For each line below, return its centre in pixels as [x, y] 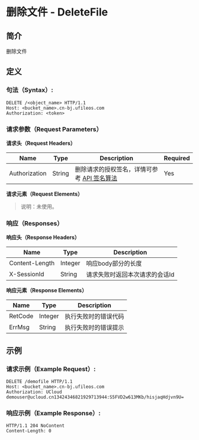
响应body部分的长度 [114, 263]
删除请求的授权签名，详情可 [113, 169]
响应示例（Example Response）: [53, 413]
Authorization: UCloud [34, 392]
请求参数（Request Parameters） [54, 129]
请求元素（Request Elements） [44, 194]
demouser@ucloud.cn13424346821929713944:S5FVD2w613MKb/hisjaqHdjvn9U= [95, 397]
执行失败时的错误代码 [94, 317]
